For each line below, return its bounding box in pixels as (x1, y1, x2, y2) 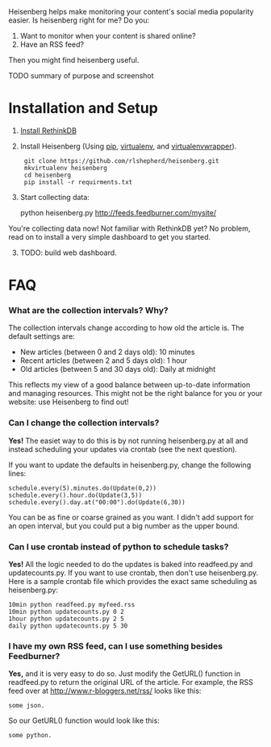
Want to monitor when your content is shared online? (19, 31, 196, 40)
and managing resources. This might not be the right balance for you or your (8, 389, 263, 399)
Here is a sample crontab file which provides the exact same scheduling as (8, 577, 257, 586)
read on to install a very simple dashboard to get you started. (8, 232, 211, 241)
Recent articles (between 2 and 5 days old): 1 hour (19, 356, 188, 365)
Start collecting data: (19, 192, 90, 202)
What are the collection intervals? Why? (8, 305, 169, 316)
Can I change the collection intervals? (8, 417, 160, 428)
